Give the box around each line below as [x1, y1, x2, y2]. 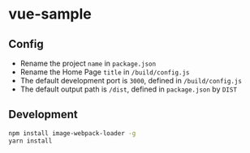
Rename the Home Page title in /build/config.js [19, 67, 190, 77]
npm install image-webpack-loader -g [8, 129, 136, 138]
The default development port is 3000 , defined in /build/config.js [19, 76, 242, 85]
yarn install [8, 137, 53, 145]
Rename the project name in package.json [19, 58, 157, 68]
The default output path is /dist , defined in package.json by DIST [19, 84, 238, 94]
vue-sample [8, 5, 92, 23]
